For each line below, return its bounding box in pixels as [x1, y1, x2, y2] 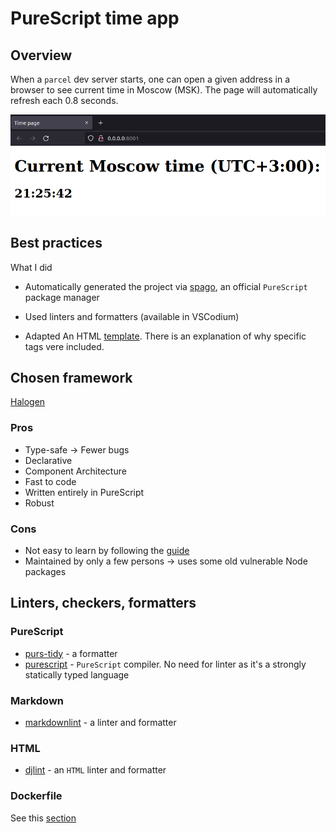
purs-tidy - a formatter [24, 647, 118, 659]
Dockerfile [10, 789, 63, 803]
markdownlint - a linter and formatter [24, 716, 177, 728]
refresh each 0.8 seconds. [10, 95, 119, 106]
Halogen [10, 396, 46, 408]
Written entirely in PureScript [24, 486, 145, 498]
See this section [10, 812, 77, 824]
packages [24, 565, 67, 577]
